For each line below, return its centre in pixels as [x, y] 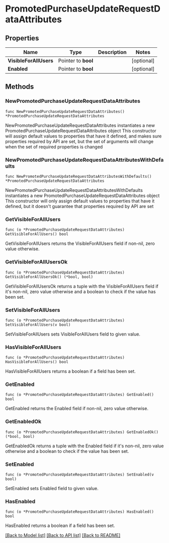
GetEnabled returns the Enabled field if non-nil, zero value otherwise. [77, 409]
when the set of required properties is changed [54, 147]
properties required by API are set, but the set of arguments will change [79, 141]
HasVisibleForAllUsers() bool [37, 362]
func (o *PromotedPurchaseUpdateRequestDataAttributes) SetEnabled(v [80, 475]
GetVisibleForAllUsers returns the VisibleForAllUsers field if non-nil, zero [80, 244]
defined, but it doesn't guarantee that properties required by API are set [79, 206]
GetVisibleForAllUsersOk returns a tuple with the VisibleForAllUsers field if [82, 286]
